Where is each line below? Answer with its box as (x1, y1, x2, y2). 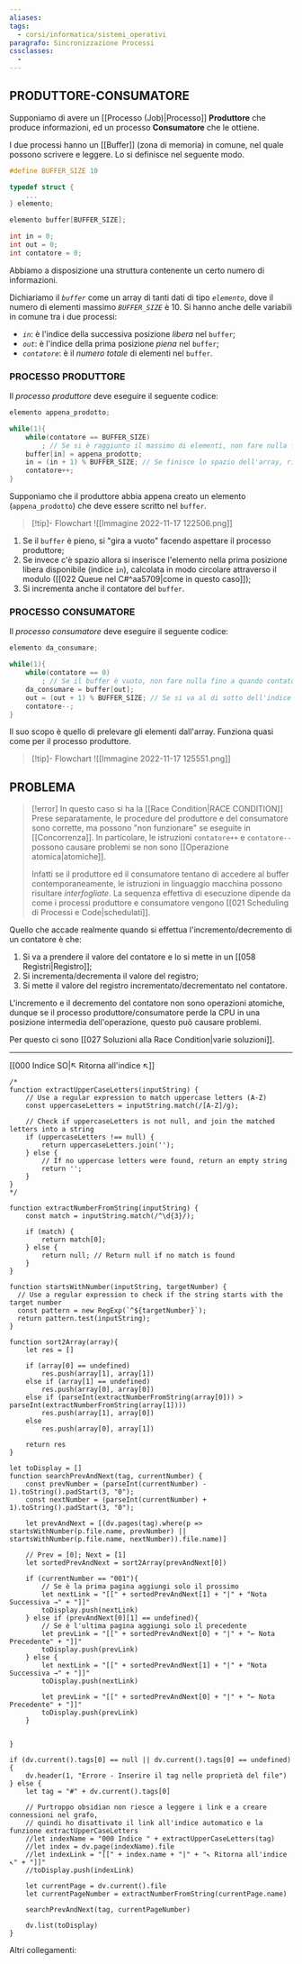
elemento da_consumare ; (9, 643, 99, 653)
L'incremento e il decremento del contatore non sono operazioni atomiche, (9, 997, 286, 1009)
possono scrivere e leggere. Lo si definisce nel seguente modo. (9, 149, 245, 159)
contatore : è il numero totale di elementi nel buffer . (22, 348, 213, 359)
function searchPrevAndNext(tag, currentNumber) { (9, 1472, 203, 1481)
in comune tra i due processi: (9, 311, 118, 322)
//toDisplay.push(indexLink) (25, 1866, 135, 1875)
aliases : (9, 13, 42, 23)
